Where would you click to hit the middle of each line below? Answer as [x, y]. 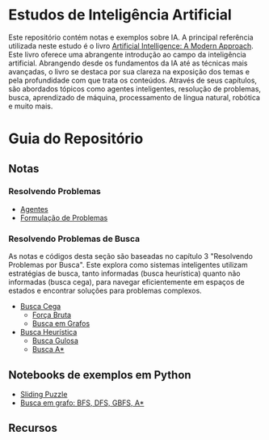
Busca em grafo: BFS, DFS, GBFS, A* [82, 403]
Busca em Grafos [61, 324]
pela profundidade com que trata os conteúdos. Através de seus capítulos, [132, 80]
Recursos [33, 428]
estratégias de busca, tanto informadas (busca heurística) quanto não [124, 273]
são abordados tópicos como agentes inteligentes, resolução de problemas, [134, 89]
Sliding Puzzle [44, 394]
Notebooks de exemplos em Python [100, 375]
